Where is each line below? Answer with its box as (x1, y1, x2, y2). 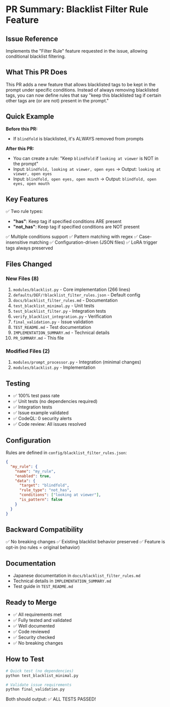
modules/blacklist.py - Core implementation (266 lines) (13, 286, 131, 292)
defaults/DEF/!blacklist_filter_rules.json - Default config (13, 292, 141, 298)
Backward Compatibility (6, 525, 83, 534)
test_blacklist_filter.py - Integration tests (13, 308, 106, 314)
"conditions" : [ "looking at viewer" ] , (19, 493, 101, 498)
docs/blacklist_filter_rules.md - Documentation (13, 297, 118, 304)
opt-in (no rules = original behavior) (6, 544, 80, 550)
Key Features (6, 195, 49, 204)
